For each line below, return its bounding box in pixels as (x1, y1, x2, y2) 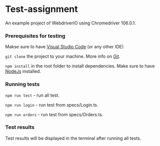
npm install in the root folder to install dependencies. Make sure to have (5, 63, 155, 69)
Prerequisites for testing (5, 32, 66, 39)
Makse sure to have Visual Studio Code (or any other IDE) (5, 44, 124, 50)
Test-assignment (5, 3, 78, 15)
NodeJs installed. (5, 68, 41, 74)
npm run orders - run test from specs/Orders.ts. (5, 111, 103, 118)
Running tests (5, 81, 40, 88)
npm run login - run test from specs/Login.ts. (5, 102, 98, 108)
